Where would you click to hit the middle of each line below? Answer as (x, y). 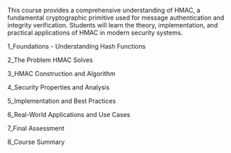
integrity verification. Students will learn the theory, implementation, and (113, 25)
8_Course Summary (36, 142)
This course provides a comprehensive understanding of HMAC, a (104, 10)
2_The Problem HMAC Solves (50, 60)
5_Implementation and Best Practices (62, 101)
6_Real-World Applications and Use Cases (69, 115)
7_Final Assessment (36, 128)
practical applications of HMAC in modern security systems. (95, 32)
